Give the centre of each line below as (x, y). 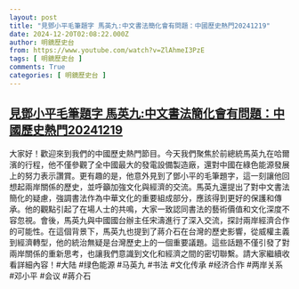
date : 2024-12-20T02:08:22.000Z (69, 34)
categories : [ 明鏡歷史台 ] (58, 76)
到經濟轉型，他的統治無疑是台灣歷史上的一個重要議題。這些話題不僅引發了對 (149, 242)
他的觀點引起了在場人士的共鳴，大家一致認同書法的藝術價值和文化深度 (153, 209)
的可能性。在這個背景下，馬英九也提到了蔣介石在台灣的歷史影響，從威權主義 (149, 231)
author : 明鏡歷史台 (42, 42)
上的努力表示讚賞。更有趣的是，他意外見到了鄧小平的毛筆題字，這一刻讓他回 (149, 175)
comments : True (37, 68)
